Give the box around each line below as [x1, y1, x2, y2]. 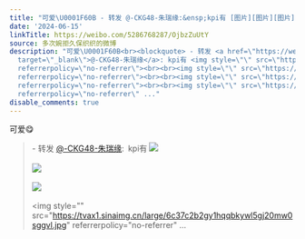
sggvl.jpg [31, 220, 67, 231]
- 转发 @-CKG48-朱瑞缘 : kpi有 [31, 143, 148, 154]
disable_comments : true [9, 97, 100, 107]
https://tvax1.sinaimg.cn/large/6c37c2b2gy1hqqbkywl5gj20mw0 [53, 210, 293, 221]
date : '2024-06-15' [9, 22, 84, 31]
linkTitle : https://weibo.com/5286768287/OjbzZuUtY [9, 30, 209, 39]
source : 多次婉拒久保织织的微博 [9, 38, 117, 48]
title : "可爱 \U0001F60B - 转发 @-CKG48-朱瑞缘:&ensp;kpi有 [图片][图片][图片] [9, 13, 295, 23]
